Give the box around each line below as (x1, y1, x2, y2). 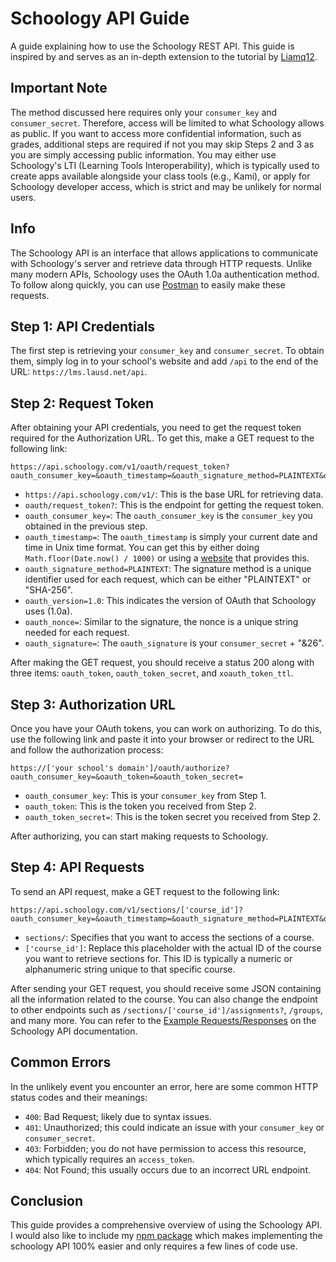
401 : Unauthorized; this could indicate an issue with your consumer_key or (24, 1121, 325, 1133)
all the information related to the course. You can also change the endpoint (10, 993, 318, 1005)
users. (10, 191, 37, 203)
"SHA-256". (24, 584, 73, 596)
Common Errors (10, 1054, 112, 1071)
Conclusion (10, 1193, 84, 1210)
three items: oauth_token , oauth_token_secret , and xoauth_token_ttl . (10, 667, 294, 679)
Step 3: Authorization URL (10, 696, 176, 713)
